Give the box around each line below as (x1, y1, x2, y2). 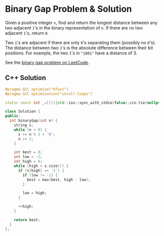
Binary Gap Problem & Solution (5, 3, 132, 15)
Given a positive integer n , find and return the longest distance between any (5, 20, 158, 26)
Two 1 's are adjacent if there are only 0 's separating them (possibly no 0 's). (5, 39, 156, 45)
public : (5, 114, 21, 119)
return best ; (14, 217, 41, 222)
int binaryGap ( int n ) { (9, 118, 58, 123)
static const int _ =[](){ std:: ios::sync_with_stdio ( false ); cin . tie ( (5, 100, 147, 105)
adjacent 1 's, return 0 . (5, 30, 49, 36)
